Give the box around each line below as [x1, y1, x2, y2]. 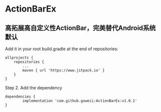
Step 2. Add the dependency [5, 85, 62, 90]
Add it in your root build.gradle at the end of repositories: [5, 46, 118, 52]
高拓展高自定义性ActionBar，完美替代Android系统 [5, 24, 156, 32]
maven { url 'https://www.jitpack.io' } [22, 68, 105, 73]
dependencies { [5, 94, 36, 99]
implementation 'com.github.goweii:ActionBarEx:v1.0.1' [22, 98, 137, 103]
